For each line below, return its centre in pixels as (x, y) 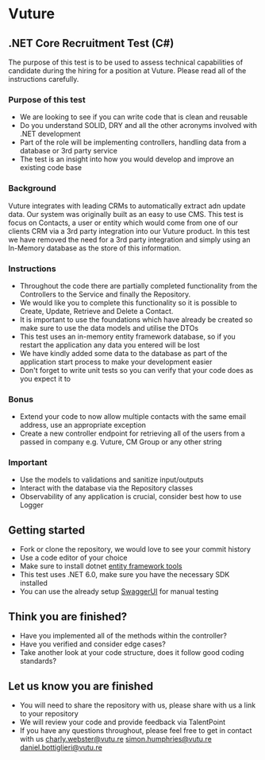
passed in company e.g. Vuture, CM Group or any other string (121, 442)
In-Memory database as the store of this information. (94, 248)
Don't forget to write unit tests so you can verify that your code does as (136, 370)
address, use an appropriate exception (83, 425)
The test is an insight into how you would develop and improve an (127, 159)
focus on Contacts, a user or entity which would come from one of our (123, 223)
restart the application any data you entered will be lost (109, 345)
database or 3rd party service (68, 151)
